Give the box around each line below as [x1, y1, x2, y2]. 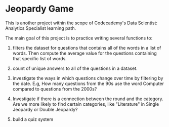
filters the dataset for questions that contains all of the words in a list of [12, 45, 161, 51]
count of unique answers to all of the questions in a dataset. [12, 65, 138, 71]
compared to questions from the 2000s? [12, 86, 97, 92]
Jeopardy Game [5, 3, 74, 15]
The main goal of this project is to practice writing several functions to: [5, 35, 153, 41]
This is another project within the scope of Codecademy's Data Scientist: [5, 20, 158, 26]
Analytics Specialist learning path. [5, 25, 76, 31]
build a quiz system [12, 116, 54, 122]
